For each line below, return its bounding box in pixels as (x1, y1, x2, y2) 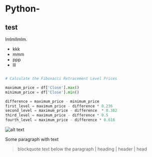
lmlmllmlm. (5, 36, 27, 42)
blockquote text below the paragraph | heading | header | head (17, 146, 147, 152)
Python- (5, 3, 40, 15)
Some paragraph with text (5, 136, 59, 142)
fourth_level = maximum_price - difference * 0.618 (5, 117, 115, 123)
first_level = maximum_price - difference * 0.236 (5, 103, 113, 108)
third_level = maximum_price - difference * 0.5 (5, 113, 108, 118)
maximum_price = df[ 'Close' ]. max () (5, 85, 79, 90)
